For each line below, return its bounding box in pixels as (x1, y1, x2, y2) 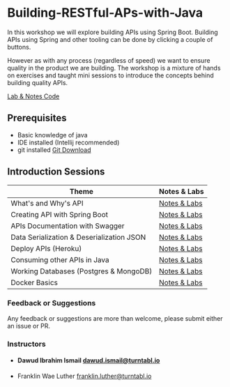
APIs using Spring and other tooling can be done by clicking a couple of (7, 35, 213, 43)
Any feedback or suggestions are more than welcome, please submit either (7, 314, 223, 322)
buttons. (7, 43, 31, 51)
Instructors (7, 339, 47, 349)
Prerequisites (7, 112, 67, 124)
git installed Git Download (17, 145, 91, 154)
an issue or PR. (7, 321, 51, 330)
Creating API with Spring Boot (10, 209, 108, 219)
